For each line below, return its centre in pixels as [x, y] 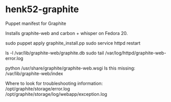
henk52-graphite [42, 9]
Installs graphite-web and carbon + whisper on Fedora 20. [67, 33]
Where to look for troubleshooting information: [54, 83]
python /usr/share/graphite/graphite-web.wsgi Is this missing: [70, 68]
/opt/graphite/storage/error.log [38, 89]
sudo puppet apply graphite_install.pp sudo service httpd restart [73, 43]
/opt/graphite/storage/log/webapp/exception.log [56, 94]
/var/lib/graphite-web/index [34, 73]
